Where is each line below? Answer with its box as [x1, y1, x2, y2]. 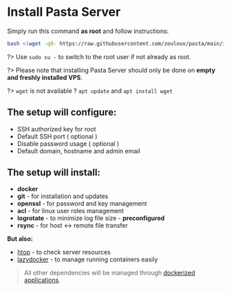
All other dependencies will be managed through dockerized [23, 269, 196, 277]
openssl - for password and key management [16, 200, 147, 208]
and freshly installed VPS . [7, 73, 82, 81]
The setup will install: [7, 166, 101, 179]
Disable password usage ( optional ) [16, 139, 120, 148]
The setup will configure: [7, 107, 117, 118]
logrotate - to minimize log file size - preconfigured [16, 214, 165, 222]
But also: [7, 235, 33, 243]
